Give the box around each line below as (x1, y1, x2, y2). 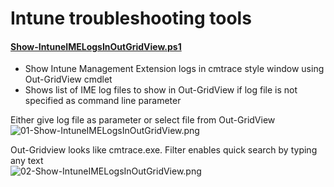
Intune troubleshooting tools (10, 7, 252, 30)
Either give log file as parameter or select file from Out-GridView (10, 114, 276, 126)
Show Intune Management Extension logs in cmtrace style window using (24, 63, 325, 75)
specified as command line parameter (24, 95, 182, 107)
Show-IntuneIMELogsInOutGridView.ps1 (10, 40, 182, 52)
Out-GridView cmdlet (24, 73, 113, 86)
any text (10, 155, 44, 167)
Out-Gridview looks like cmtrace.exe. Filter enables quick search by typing (10, 144, 318, 156)
